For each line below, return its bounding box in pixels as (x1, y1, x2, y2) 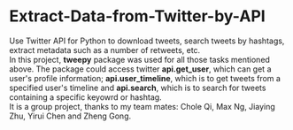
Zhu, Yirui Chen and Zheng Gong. (9, 111, 131, 121)
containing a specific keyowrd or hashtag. (9, 91, 162, 103)
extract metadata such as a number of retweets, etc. (9, 44, 201, 55)
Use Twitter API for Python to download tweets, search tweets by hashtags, (9, 35, 285, 46)
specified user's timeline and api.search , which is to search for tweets (9, 82, 266, 93)
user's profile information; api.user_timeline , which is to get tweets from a (9, 73, 281, 83)
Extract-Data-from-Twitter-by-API (9, 6, 266, 27)
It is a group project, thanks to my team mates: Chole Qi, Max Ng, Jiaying (9, 101, 276, 111)
